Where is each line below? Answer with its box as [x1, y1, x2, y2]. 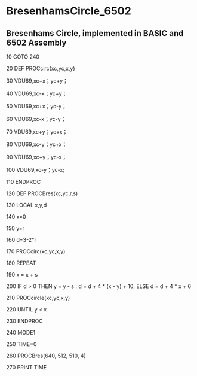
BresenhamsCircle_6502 [6, 4, 131, 18]
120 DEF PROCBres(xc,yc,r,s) [6, 190, 78, 197]
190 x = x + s [6, 271, 38, 278]
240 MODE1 [6, 329, 36, 336]
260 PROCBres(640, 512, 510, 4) [6, 352, 87, 359]
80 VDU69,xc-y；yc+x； [6, 141, 67, 148]
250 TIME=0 [6, 341, 37, 348]
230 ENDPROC [6, 317, 43, 325]
